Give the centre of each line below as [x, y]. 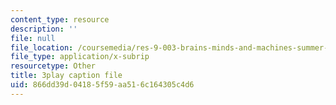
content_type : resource [60, 19]
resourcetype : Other [53, 66]
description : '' [44, 29]
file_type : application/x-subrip [80, 57]
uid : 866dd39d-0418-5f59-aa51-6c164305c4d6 [102, 85]
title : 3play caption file [66, 76]
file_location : [42, 47]
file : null [33, 38]
